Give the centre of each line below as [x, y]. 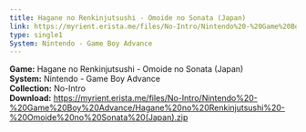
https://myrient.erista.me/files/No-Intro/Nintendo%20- [155, 98]
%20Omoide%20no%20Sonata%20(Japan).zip [99, 117]
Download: [31, 98]
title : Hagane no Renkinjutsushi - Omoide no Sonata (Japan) [128, 18]
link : [20, 26]
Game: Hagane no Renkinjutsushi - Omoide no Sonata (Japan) [127, 69]
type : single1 [36, 35]
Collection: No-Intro [48, 88]
